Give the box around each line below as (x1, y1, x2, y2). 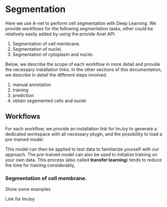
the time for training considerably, (5, 162, 75, 168)
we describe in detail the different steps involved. (5, 72, 108, 78)
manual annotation (12, 82, 51, 88)
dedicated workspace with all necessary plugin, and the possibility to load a (5, 131, 162, 137)
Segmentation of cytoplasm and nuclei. (12, 51, 94, 57)
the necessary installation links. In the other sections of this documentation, (5, 66, 162, 73)
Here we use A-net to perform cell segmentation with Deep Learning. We (5, 20, 156, 26)
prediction (12, 92, 34, 98)
